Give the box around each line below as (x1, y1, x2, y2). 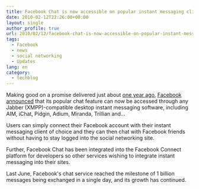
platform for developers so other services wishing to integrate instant (6, 152, 175, 159)
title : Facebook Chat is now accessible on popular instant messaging (6, 8, 184, 15)
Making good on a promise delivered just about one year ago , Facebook (6, 92, 182, 99)
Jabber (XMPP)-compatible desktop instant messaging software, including (6, 104, 188, 111)
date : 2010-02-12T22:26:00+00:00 (6, 14, 89, 20)
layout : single (6, 20, 44, 26)
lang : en (6, 64, 28, 70)
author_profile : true (6, 25, 60, 31)
